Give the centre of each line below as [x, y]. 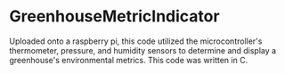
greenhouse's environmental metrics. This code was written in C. [129, 60]
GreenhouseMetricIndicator [114, 16]
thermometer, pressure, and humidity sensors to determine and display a [143, 50]
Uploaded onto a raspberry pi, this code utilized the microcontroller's [136, 41]
